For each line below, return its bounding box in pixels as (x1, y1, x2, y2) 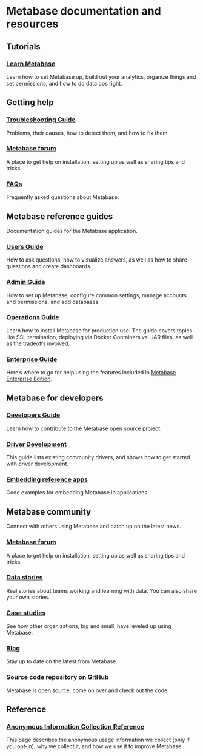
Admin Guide (6, 278, 45, 286)
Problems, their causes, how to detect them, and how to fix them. (6, 129, 170, 137)
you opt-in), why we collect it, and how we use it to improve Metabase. (6, 743, 183, 750)
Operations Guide (6, 313, 59, 322)
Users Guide (6, 242, 44, 251)
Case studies (6, 609, 46, 617)
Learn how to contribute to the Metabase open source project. (6, 425, 162, 432)
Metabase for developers (6, 393, 104, 403)
